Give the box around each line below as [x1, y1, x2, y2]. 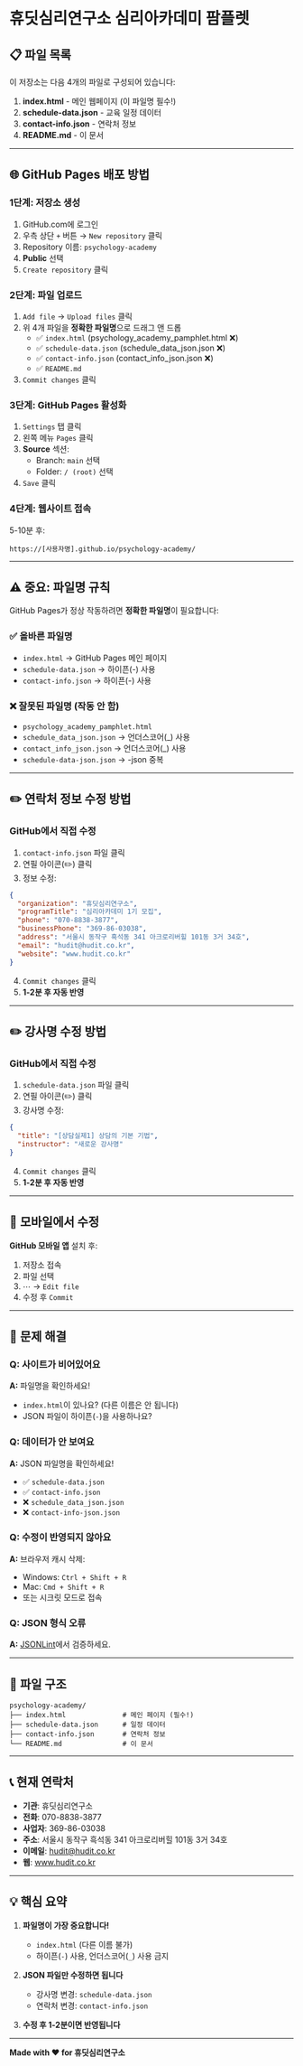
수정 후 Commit [22, 1291, 74, 1302]
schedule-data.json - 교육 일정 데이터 [22, 108, 162, 117]
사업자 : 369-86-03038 [22, 1822, 106, 1834]
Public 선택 [22, 252, 64, 263]
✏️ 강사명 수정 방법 [9, 1024, 106, 1039]
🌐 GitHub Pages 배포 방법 [9, 167, 151, 182]
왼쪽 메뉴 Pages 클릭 [22, 433, 94, 444]
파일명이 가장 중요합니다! [22, 1920, 110, 1930]
